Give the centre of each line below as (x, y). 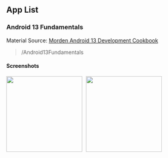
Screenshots (23, 66)
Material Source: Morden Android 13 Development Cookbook (82, 40)
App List (22, 10)
